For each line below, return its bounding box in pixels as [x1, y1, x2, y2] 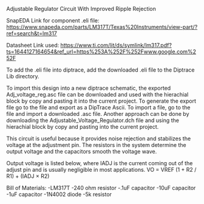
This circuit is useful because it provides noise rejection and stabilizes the [6, 135, 191, 142]
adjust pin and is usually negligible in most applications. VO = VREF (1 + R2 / [6, 166, 197, 173]
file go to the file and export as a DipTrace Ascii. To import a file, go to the [6, 104, 191, 111]
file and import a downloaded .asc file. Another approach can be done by [6, 110, 189, 117]
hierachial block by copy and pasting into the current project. [6, 123, 159, 130]
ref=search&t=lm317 [6, 30, 58, 37]
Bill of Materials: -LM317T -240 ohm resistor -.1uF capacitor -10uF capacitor [6, 185, 196, 191]
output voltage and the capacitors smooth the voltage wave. [6, 148, 157, 155]
